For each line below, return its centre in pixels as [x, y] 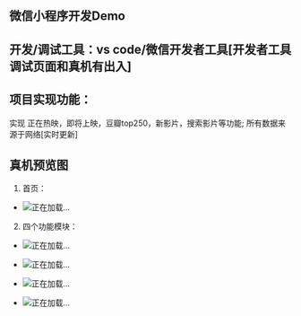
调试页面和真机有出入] [70, 66]
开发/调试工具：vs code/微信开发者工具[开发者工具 [150, 49]
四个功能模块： [50, 226]
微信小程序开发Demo [67, 16]
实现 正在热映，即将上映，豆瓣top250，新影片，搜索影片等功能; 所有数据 [144, 123]
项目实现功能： [51, 100]
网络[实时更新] [52, 134]
